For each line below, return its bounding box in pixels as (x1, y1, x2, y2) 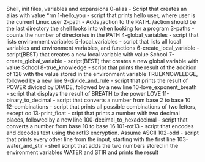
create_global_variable (6, 58, 63, 64)
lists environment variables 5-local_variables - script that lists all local (6, 38, 181, 45)
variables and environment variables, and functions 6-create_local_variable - (6, 44, 200, 52)
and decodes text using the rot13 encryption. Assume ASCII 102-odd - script (6, 129, 199, 136)
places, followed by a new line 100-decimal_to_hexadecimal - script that (6, 116, 188, 123)
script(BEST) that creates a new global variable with (67, 58, 199, 64)
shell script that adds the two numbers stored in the (48, 142, 179, 149)
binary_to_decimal (6, 96, 52, 104)
